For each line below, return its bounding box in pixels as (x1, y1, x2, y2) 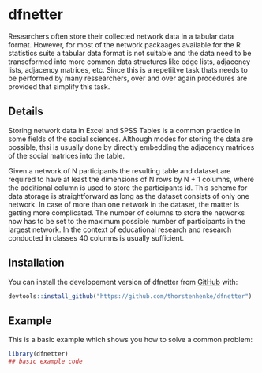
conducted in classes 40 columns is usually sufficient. (8, 233, 184, 242)
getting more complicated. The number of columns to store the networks (8, 207, 245, 218)
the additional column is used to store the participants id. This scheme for (8, 183, 248, 192)
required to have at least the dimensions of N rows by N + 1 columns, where (8, 174, 255, 184)
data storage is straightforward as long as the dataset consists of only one (8, 191, 250, 200)
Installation (8, 256, 65, 270)
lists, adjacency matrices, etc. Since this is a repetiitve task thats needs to (8, 65, 249, 74)
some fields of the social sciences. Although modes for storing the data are (8, 134, 253, 144)
